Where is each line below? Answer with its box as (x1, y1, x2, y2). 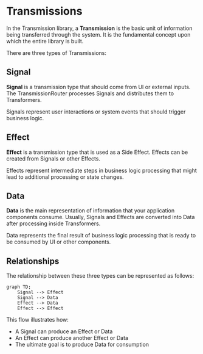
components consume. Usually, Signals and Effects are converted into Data (6, 214, 195, 221)
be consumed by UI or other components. (6, 238, 111, 245)
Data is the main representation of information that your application (6, 207, 175, 214)
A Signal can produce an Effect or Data (15, 328, 113, 335)
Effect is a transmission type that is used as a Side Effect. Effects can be (6, 148, 188, 156)
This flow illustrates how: (6, 316, 69, 323)
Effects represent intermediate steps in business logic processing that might (6, 167, 198, 174)
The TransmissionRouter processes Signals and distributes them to (6, 90, 174, 97)
